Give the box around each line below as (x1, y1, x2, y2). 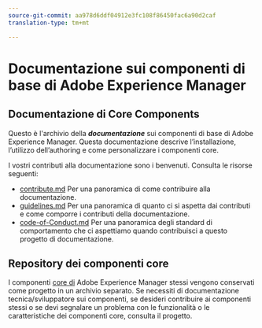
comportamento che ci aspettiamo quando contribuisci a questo (19, 226, 228, 235)
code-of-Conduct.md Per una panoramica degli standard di (19, 217, 212, 227)
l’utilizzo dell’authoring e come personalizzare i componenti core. (8, 145, 219, 154)
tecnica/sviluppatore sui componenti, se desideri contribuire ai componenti (8, 294, 252, 304)
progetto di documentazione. (19, 234, 114, 244)
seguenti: (8, 168, 39, 178)
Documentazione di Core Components (8, 108, 200, 121)
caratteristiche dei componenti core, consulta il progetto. (8, 311, 193, 321)
